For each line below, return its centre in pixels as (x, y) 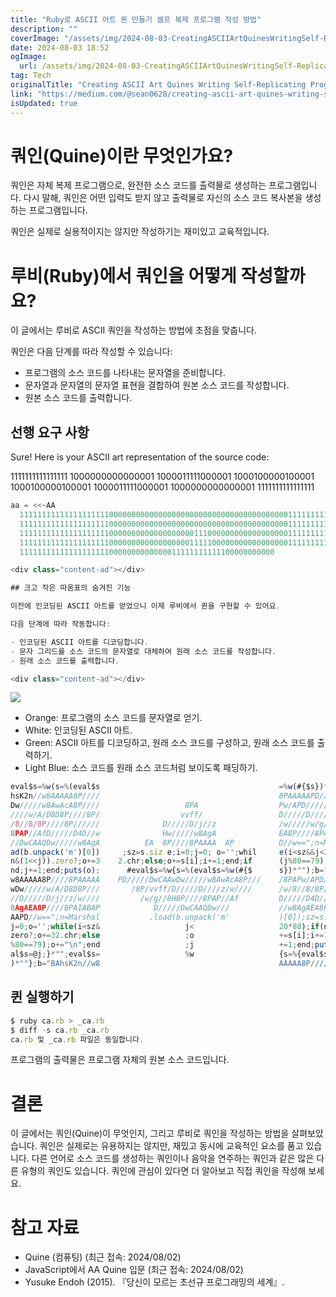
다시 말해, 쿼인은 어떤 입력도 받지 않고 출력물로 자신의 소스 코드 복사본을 (163, 198)
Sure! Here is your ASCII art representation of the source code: (140, 457)
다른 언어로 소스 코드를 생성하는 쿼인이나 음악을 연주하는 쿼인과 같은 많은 (173, 1158)
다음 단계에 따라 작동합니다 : (60, 624)
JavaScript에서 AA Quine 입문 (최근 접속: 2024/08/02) (134, 1270)
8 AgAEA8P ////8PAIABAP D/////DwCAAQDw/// (120, 907)
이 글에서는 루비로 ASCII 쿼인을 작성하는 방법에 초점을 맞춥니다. (133, 330)
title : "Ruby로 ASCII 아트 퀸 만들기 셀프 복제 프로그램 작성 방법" (136, 19)
